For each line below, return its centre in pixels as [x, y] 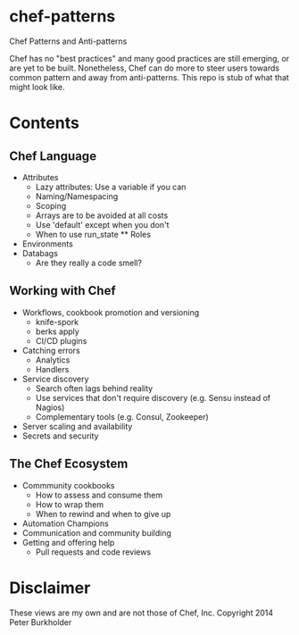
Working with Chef [62, 291]
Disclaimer [50, 588]
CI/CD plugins [61, 340]
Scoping [51, 205]
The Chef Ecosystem [69, 464]
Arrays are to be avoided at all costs [102, 215]
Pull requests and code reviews [93, 552]
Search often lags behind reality [94, 388]
